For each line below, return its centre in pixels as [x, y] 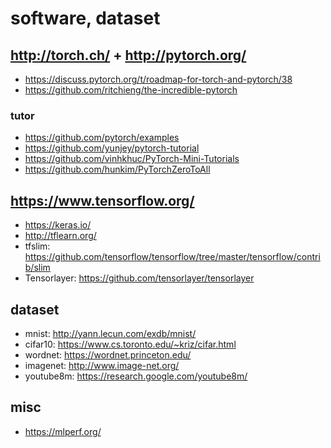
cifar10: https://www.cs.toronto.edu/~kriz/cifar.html [130, 344]
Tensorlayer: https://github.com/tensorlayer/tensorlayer [139, 278]
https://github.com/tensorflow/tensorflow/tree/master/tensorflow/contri [172, 257]
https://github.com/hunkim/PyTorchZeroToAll [117, 169]
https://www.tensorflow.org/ [102, 200]
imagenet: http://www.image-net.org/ [102, 365]
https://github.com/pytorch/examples [102, 138]
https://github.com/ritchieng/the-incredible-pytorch [131, 90]
